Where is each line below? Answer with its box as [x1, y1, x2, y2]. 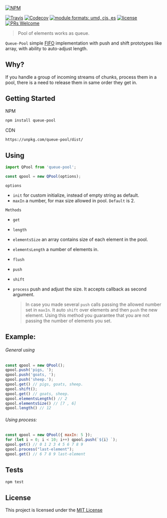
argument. [12, 291, 35, 297]
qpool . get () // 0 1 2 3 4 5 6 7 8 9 [5, 442, 83, 447]
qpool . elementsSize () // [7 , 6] [5, 401, 77, 406]
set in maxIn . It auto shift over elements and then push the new [25, 306, 158, 313]
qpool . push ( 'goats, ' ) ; [5, 372, 56, 378]
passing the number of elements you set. [25, 318, 112, 324]
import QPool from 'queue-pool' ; [5, 164, 77, 170]
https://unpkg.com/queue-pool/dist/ [5, 137, 83, 142]
